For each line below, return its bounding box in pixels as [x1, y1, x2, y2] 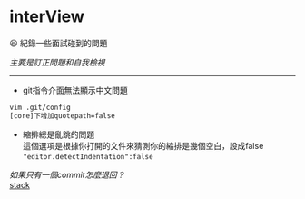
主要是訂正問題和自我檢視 [9, 56, 105, 67]
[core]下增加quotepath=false [9, 111, 116, 120]
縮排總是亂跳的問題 [22, 129, 95, 140]
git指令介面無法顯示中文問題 [22, 85, 129, 95]
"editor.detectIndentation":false [22, 152, 153, 161]
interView [9, 6, 84, 27]
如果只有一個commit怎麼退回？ [9, 169, 125, 180]
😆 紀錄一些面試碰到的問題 [9, 37, 108, 48]
